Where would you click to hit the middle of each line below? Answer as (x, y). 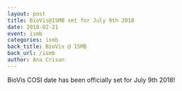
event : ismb (25, 34)
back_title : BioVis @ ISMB (47, 47)
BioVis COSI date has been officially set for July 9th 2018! (91, 80)
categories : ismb (33, 40)
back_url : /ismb (31, 54)
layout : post (27, 14)
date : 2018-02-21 (33, 27)
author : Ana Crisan (36, 60)
